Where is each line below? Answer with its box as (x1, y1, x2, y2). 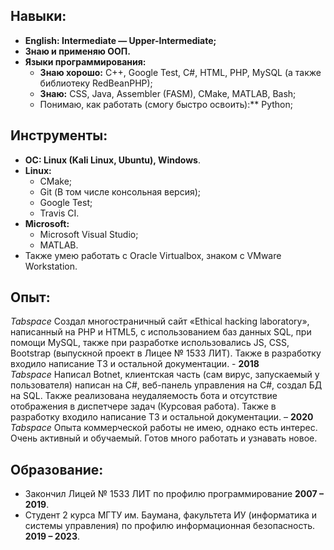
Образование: (10, 461, 104, 478)
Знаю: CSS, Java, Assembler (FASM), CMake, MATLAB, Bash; (39, 87, 297, 99)
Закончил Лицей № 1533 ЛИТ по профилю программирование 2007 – (24, 488, 324, 500)
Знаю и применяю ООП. (24, 45, 131, 57)
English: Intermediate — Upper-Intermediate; (24, 34, 217, 46)
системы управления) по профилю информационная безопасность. (24, 520, 316, 532)
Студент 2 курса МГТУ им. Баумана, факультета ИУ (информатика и (24, 509, 318, 521)
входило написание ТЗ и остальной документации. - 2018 (10, 358, 260, 370)
